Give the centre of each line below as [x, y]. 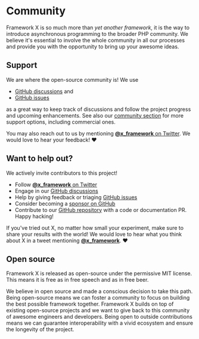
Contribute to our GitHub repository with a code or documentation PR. [100, 209]
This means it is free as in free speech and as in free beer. [77, 280]
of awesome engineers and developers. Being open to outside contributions [99, 317]
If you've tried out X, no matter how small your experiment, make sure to [95, 227]
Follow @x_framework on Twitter [56, 184]
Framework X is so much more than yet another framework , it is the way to [98, 27]
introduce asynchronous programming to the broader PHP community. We [97, 33]
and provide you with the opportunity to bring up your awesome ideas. [93, 47]
